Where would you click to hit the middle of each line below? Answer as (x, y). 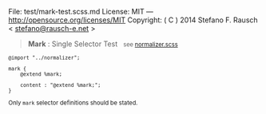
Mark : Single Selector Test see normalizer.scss (103, 44)
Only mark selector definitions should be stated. (73, 103)
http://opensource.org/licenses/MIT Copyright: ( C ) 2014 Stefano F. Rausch (133, 20)
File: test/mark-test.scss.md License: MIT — (81, 12)
